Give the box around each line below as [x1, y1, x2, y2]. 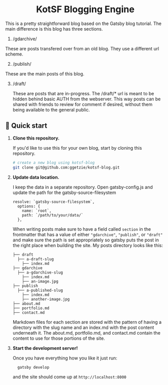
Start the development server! [12, 345, 78, 351]
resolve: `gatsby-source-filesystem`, [12, 199, 95, 204]
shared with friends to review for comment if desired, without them [12, 101, 153, 107]
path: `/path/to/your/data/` [22, 212, 84, 217]
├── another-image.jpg [22, 296, 70, 301]
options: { [17, 204, 41, 209]
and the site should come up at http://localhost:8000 [12, 374, 127, 380]
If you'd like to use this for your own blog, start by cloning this [12, 145, 142, 151]
